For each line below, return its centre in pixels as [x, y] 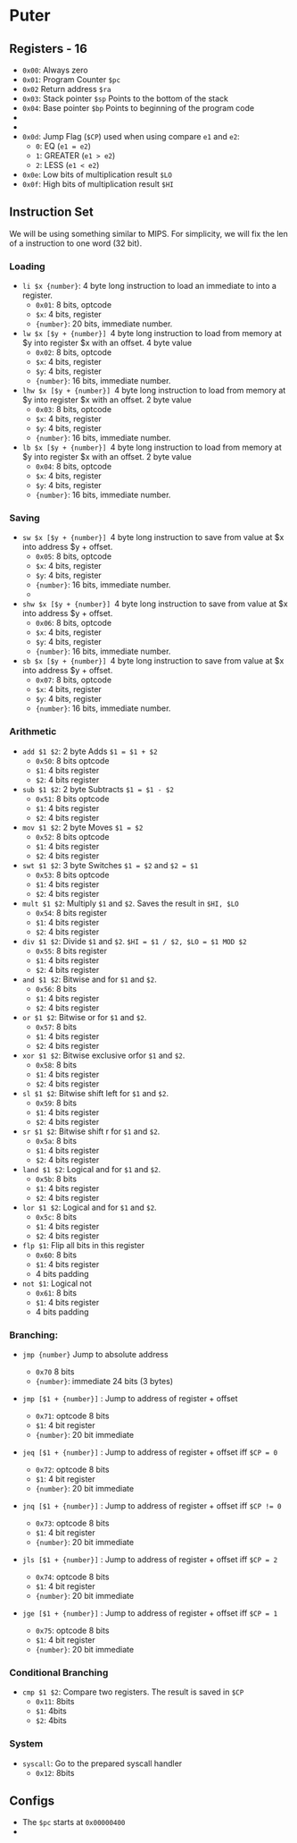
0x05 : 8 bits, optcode [74, 556]
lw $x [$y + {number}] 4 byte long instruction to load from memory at [152, 334]
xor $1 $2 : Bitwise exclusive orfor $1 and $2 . [103, 1055]
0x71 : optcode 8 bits [72, 1416]
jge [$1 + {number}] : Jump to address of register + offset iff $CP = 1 [150, 1613]
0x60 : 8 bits [56, 1255]
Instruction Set [51, 212]
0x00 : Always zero [55, 70]
